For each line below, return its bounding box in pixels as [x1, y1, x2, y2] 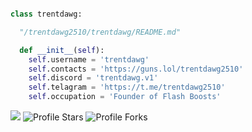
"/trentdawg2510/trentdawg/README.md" [19, 27, 182, 37]
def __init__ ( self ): [19, 45, 105, 55]
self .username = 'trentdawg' [28, 54, 150, 65]
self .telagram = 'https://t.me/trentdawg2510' [28, 82, 226, 93]
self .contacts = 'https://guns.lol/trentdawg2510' [28, 64, 244, 74]
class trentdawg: [10, 9, 83, 19]
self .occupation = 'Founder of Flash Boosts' [28, 92, 222, 102]
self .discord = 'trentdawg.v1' [28, 73, 159, 83]
